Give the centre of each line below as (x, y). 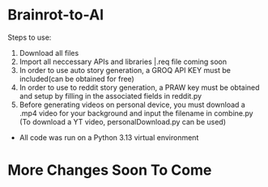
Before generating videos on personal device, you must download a (132, 104)
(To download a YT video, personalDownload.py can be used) (122, 121)
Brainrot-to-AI (56, 15)
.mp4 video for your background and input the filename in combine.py (136, 113)
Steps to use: (30, 37)
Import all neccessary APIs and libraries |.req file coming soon (123, 62)
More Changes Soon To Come (110, 170)
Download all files (49, 53)
